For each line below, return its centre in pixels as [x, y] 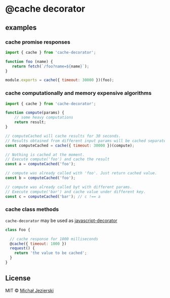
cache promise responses [38, 42]
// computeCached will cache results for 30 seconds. [63, 136]
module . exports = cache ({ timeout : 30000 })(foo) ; [60, 80]
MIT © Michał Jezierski [30, 290]
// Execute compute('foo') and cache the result [57, 159]
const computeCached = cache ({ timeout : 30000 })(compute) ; [70, 145]
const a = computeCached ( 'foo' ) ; [40, 164]
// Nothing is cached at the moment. [45, 155]
